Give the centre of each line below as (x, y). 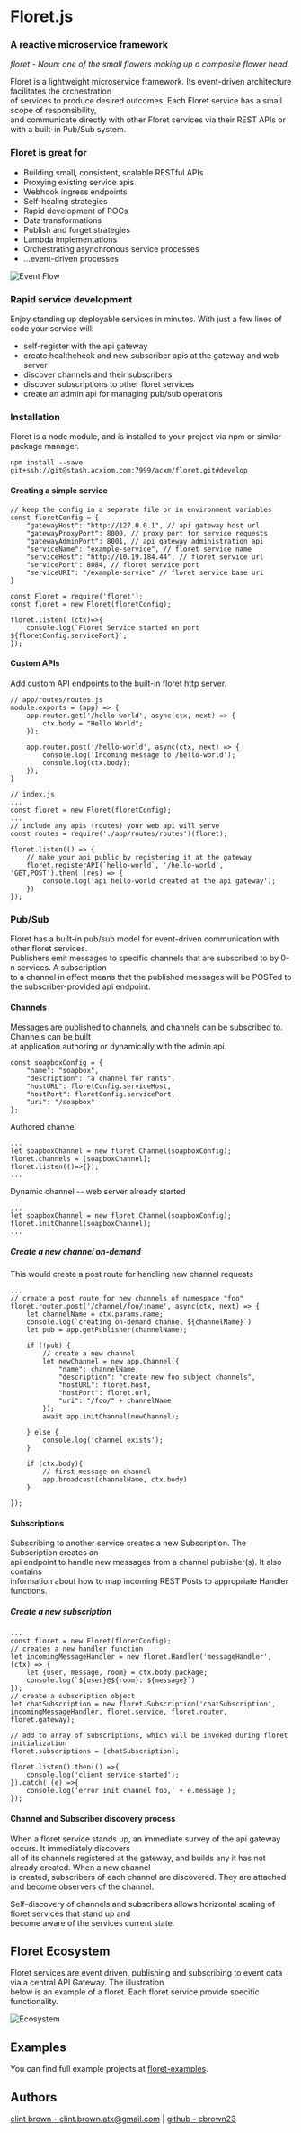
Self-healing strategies (65, 201)
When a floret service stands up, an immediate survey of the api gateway (146, 1839)
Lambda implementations (70, 239)
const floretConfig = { (55, 517)
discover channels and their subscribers (97, 374)
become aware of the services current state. (93, 1922)
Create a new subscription (61, 1612)
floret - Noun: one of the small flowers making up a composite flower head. (150, 64)
